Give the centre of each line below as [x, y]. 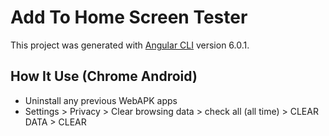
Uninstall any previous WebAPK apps [101, 100]
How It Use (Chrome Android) [104, 76]
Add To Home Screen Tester [129, 17]
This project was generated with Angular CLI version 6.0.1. [130, 45]
